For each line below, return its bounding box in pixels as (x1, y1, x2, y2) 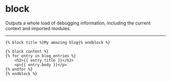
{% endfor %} (5, 67, 33, 72)
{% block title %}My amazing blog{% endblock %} (5, 40, 110, 45)
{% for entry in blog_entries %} (5, 53, 76, 59)
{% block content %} (5, 49, 49, 54)
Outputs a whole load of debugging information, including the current (5, 20, 151, 26)
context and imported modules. (5, 25, 71, 31)
